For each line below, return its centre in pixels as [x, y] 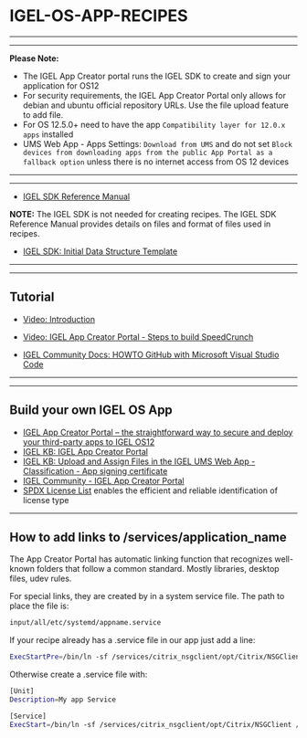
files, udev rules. [41, 579]
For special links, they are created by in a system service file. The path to [147, 596]
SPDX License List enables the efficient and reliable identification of [150, 490]
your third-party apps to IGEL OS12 [89, 442]
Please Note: [34, 58]
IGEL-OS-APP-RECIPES [99, 16]
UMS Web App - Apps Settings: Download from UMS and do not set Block [157, 143]
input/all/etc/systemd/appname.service [85, 623]
